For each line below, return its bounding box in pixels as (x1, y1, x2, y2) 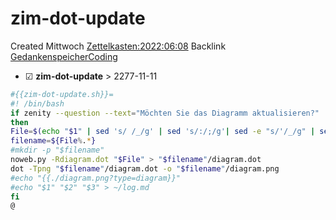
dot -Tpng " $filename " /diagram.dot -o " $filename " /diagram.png (10, 163, 280, 174)
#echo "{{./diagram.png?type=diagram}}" (10, 173, 182, 183)
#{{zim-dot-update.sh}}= (10, 89, 114, 99)
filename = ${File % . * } (10, 136, 97, 146)
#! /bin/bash (10, 98, 65, 109)
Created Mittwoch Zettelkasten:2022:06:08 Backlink (10, 40, 227, 52)
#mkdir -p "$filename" (10, 145, 105, 156)
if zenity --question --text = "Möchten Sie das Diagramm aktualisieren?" (10, 108, 320, 118)
